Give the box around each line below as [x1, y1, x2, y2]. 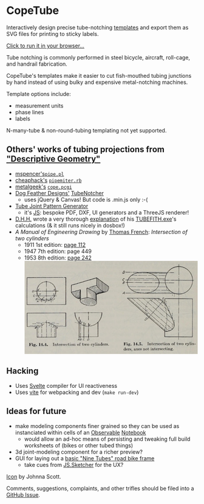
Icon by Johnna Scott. [6, 472, 62, 480]
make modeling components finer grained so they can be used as [15, 422, 180, 429]
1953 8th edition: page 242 [24, 254, 92, 261]
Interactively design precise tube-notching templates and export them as [6, 24, 189, 31]
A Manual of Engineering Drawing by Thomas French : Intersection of [15, 228, 188, 235]
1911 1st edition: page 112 [24, 241, 86, 248]
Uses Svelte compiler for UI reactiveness [15, 382, 117, 389]
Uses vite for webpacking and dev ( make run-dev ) [15, 388, 139, 396]
